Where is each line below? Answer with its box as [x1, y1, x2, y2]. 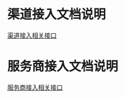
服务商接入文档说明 [7, 59, 119, 75]
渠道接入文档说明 [7, 6, 107, 23]
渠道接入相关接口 [7, 31, 57, 39]
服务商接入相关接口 [7, 82, 63, 92]
